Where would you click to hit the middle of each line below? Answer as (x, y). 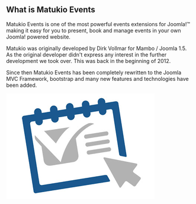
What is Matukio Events (51, 10)
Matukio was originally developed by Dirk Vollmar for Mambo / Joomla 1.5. (97, 48)
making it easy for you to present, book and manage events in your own (94, 30)
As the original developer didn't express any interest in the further (86, 54)
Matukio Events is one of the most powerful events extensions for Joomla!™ (98, 24)
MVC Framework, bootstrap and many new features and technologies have (97, 79)
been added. (22, 85)
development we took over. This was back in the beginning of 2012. (89, 61)
